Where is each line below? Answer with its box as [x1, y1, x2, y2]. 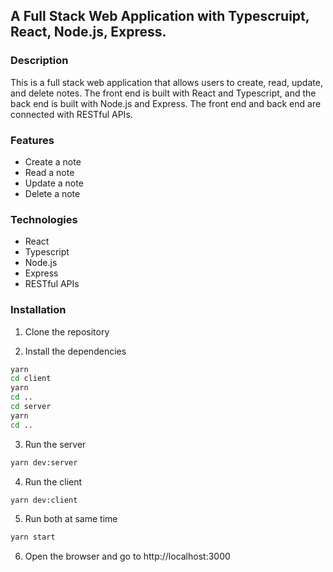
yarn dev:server [10, 457, 78, 468]
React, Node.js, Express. [10, 24, 167, 41]
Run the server [24, 438, 87, 450]
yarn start [10, 532, 56, 543]
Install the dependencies [24, 345, 127, 357]
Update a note [24, 177, 84, 189]
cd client [10, 374, 52, 384]
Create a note [24, 155, 82, 168]
